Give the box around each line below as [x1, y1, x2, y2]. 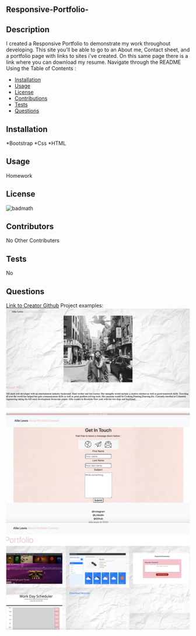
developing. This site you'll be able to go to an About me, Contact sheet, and [6, 46, 190, 53]
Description [6, 25, 50, 34]
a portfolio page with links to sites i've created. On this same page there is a [6, 53, 188, 60]
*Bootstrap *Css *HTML [6, 140, 66, 147]
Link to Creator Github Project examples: [6, 302, 104, 309]
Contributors [6, 222, 54, 231]
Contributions [14, 95, 48, 102]
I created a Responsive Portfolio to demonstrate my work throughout [6, 40, 171, 47]
